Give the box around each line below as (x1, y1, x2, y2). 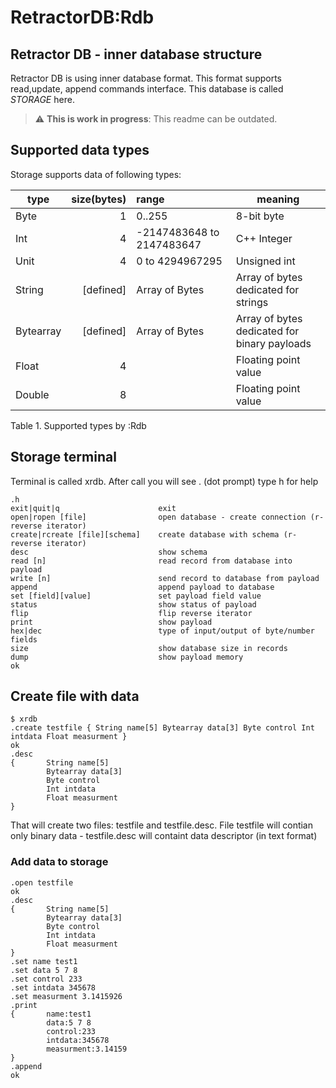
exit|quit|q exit (10, 503, 177, 513)
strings (235, 295, 269, 309)
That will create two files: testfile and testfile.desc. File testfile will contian (10, 819, 314, 831)
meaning (256, 192, 300, 206)
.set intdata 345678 (10, 982, 97, 993)
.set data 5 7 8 (10, 965, 78, 975)
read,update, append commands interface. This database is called (10, 83, 284, 95)
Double (15, 387, 50, 401)
